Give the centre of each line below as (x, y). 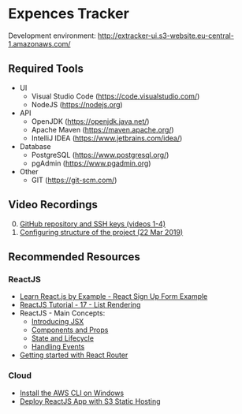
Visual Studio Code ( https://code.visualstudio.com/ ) (115, 96)
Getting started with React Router (74, 355)
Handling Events (58, 347)
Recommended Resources (74, 257)
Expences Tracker (69, 14)
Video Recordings (53, 205)
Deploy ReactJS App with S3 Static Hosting (90, 401)
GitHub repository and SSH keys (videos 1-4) (92, 224)
